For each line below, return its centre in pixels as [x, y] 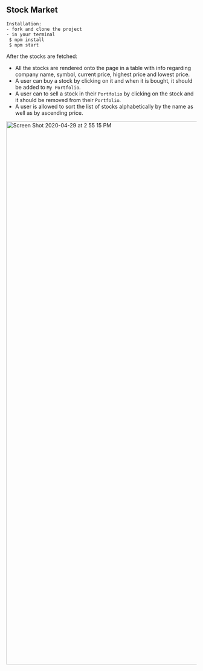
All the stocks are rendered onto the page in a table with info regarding [103, 68]
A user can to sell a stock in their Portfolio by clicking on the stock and [104, 94]
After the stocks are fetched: [42, 56]
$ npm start [24, 45]
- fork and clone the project [44, 29]
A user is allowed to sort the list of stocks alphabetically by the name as [104, 106]
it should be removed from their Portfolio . [68, 100]
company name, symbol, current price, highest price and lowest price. [102, 74]
